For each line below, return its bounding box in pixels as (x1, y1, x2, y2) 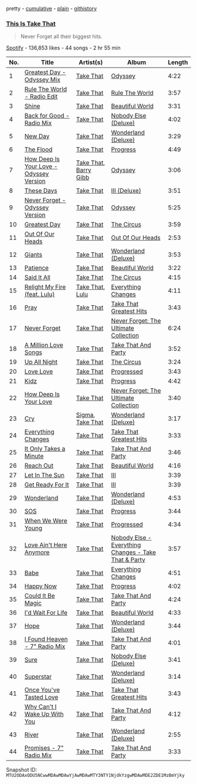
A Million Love (24, 341, 63, 349)
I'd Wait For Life (24, 609, 68, 617)
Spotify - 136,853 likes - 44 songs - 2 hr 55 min (6, 44, 121, 52)
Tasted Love (24, 693, 59, 702)
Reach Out (24, 462, 54, 470)
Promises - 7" (24, 744, 64, 752)
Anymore (24, 548, 50, 556)
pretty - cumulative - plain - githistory (6, 5, 97, 12)
